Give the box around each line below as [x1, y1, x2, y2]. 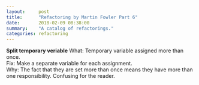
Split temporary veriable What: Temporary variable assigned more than [6, 47, 184, 54]
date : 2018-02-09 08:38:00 [6, 20, 90, 26]
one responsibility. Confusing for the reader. [6, 73, 115, 80]
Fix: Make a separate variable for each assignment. [6, 60, 133, 67]
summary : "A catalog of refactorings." [6, 25, 114, 32]
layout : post [6, 8, 50, 15]
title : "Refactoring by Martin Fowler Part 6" [6, 14, 138, 20]
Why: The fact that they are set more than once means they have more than [6, 66, 193, 73]
